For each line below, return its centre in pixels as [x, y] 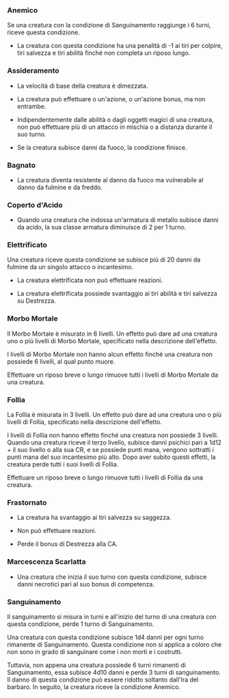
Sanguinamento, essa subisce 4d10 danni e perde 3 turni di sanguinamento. [114, 672]
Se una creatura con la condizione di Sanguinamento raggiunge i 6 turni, [109, 25]
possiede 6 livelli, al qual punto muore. [61, 361]
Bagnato [22, 165]
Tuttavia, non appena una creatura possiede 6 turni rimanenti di [96, 665]
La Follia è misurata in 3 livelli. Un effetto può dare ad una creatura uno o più [114, 415]
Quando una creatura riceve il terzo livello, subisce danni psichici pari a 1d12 [114, 443]
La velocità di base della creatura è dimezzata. [82, 86]
